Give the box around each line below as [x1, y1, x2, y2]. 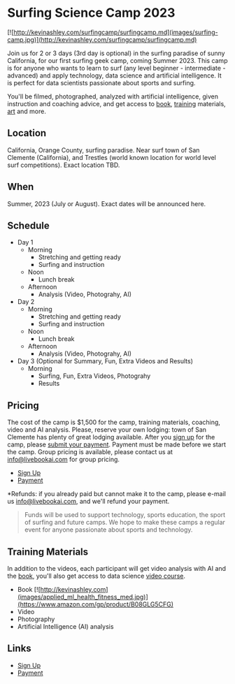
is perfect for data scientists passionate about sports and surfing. [7, 78, 196, 87]
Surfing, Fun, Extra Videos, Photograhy [38, 372, 151, 380]
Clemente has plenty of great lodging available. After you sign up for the [7, 433, 215, 442]
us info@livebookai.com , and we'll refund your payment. [7, 497, 170, 506]
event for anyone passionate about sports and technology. [24, 525, 193, 534]
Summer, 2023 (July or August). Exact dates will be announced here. [7, 199, 206, 208]
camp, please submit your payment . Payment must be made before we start [7, 440, 226, 449]
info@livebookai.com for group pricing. [7, 456, 120, 464]
